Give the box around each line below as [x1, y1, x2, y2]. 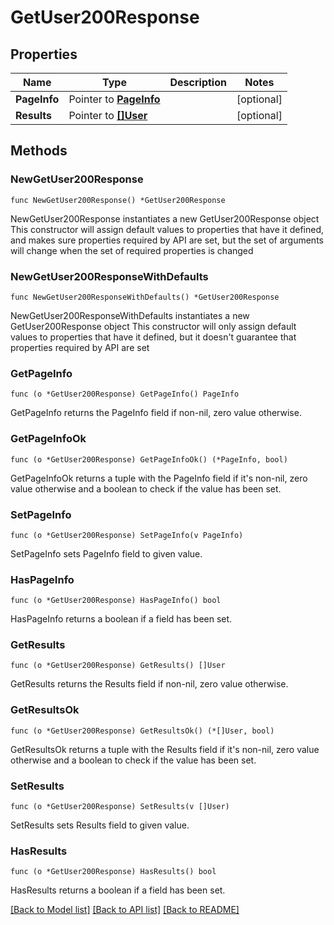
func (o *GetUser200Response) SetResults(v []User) [10, 802, 230, 812]
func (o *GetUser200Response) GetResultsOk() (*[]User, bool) [10, 726, 275, 736]
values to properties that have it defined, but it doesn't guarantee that [10, 331, 297, 343]
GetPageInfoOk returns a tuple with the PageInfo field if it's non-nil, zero [10, 472, 308, 484]
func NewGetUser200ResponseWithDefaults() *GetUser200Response [10, 292, 280, 302]
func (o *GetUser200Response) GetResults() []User [10, 661, 226, 671]
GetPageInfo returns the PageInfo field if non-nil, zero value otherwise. [10, 407, 302, 419]
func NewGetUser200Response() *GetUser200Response [10, 195, 226, 205]
